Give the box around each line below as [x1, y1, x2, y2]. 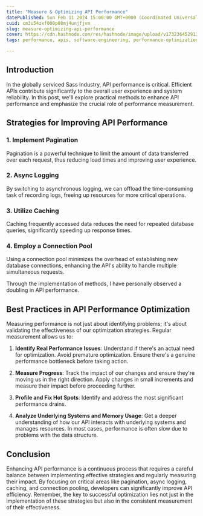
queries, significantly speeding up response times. [6, 227, 132, 234]
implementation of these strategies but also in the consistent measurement [6, 497, 193, 504]
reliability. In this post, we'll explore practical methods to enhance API [6, 93, 179, 101]
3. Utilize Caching [6, 207, 59, 215]
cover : [6, 31, 23, 38]
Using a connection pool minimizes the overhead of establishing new [6, 256, 178, 263]
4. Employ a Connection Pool [6, 242, 92, 250]
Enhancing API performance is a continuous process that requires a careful [6, 465, 193, 472]
